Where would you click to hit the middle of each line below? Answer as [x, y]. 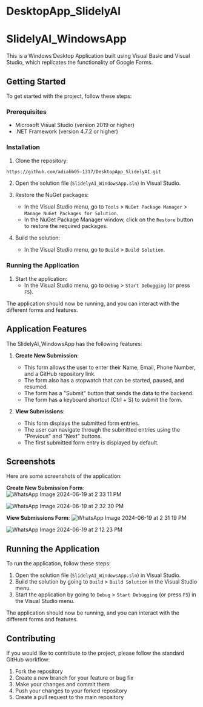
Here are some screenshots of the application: [64, 476]
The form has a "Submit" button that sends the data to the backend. [109, 393]
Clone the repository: [42, 160]
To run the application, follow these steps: [58, 564]
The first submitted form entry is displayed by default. [91, 443]
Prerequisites [26, 112]
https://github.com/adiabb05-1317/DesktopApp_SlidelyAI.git [84, 171]
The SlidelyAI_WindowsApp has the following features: [74, 343]
